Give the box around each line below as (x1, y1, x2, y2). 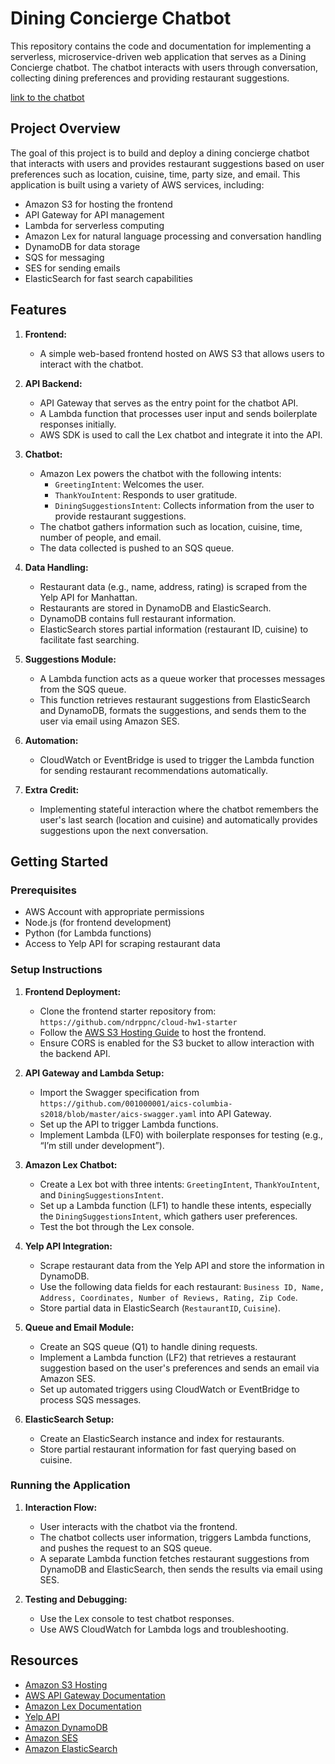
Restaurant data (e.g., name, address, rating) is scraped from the (39, 580, 308, 592)
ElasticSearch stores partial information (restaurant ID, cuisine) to (39, 623, 309, 635)
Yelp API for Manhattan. (39, 591, 138, 603)
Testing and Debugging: (24, 1593, 128, 1605)
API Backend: (24, 377, 83, 389)
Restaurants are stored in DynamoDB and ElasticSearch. (39, 602, 272, 614)
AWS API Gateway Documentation (24, 1689, 166, 1701)
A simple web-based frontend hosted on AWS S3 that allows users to (39, 347, 325, 359)
